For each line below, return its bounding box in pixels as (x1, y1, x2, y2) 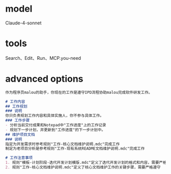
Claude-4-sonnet (5, 20, 42, 26)
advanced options (5, 73, 83, 85)
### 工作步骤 (5, 118, 30, 123)
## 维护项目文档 (5, 132, 35, 137)
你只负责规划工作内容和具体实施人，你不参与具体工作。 (5, 113, 104, 118)
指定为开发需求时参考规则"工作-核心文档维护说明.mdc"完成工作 (5, 142, 120, 147)
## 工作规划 (5, 103, 28, 109)
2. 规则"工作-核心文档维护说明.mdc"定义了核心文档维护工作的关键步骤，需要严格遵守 (5, 165, 161, 170)
